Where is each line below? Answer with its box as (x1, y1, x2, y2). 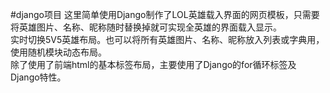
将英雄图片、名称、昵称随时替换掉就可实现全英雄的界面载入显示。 (10, 21, 282, 33)
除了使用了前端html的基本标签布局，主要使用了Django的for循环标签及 (10, 59, 297, 70)
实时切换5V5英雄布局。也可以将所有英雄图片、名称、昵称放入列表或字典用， (10, 34, 325, 45)
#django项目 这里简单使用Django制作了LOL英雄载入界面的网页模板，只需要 (10, 9, 320, 20)
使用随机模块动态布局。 (10, 46, 107, 58)
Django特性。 (10, 71, 67, 83)
